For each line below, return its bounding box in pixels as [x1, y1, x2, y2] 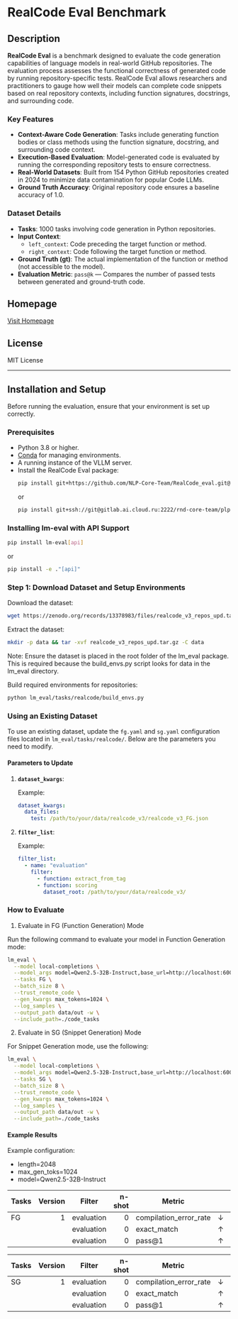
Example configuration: [7, 1147, 76, 1155]
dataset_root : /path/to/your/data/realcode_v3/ [43, 888, 186, 895]
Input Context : [17, 232, 62, 241]
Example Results [7, 1130, 58, 1139]
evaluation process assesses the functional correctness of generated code [7, 67, 227, 74]
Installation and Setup [7, 383, 106, 395]
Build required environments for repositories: [7, 680, 138, 689]
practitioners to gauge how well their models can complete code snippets [7, 82, 222, 89]
